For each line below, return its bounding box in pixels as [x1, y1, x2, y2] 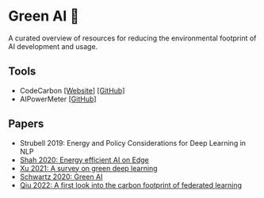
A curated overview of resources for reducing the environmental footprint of [8, 33, 257, 43]
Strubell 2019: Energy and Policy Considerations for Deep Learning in [19, 138, 247, 147]
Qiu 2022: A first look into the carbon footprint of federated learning [19, 180, 243, 189]
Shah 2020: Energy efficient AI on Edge [19, 154, 149, 165]
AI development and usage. [8, 41, 98, 51]
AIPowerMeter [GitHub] [19, 94, 97, 104]
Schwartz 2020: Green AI [19, 172, 103, 181]
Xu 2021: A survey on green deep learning [19, 163, 158, 173]
